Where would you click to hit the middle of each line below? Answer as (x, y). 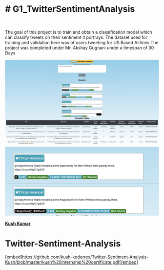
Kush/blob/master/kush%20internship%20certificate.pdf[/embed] (72, 262)
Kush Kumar (18, 223)
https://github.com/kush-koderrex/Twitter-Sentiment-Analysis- (85, 257)
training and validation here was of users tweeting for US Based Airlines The (82, 42)
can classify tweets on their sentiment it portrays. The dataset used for (76, 37)
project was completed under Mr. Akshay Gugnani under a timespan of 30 (80, 48)
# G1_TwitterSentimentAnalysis (70, 9)
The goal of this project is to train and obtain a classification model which (79, 32)
